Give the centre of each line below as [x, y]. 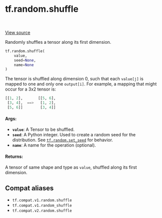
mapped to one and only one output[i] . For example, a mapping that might [81, 84]
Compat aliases [29, 188]
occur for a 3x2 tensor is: [31, 89]
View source [18, 32]
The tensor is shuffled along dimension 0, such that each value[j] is [74, 79]
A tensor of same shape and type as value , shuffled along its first [71, 167]
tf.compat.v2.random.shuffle [42, 211]
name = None [24, 65]
